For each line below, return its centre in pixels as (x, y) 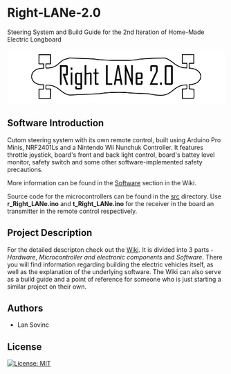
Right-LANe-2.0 (54, 13)
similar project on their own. (47, 287)
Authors (25, 308)
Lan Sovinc (33, 325)
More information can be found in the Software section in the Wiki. (102, 182)
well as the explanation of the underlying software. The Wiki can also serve (114, 271)
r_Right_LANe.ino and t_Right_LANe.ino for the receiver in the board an (111, 203)
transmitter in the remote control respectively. (72, 211)
